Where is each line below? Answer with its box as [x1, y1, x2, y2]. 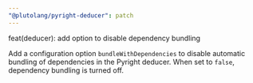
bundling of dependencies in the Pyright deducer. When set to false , [8, 57, 235, 66]
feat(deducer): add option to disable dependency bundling [8, 33, 201, 43]
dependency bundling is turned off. [8, 65, 125, 75]
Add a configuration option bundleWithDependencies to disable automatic [8, 48, 246, 58]
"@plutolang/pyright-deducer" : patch [8, 11, 134, 20]
